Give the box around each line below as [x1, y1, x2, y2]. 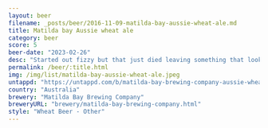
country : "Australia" [8, 85, 81, 94]
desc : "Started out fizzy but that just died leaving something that [8, 56, 245, 64]
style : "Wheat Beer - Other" [8, 108, 105, 116]
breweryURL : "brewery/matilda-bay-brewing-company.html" [8, 100, 202, 108]
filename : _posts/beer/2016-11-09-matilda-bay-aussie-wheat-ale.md [8, 19, 238, 27]
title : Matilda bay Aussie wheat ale [8, 26, 134, 34]
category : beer [8, 33, 59, 42]
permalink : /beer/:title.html [8, 64, 109, 72]
